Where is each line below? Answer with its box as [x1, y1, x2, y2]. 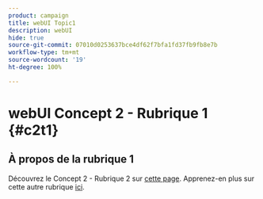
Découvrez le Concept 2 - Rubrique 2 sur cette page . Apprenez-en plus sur [8, 174, 255, 183]
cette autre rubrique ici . [8, 182, 85, 191]
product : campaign [8, 11, 69, 20]
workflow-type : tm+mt [8, 48, 80, 56]
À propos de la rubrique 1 [8, 152, 135, 166]
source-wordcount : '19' [8, 56, 87, 64]
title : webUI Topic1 [8, 19, 77, 27]
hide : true [8, 33, 44, 42]
